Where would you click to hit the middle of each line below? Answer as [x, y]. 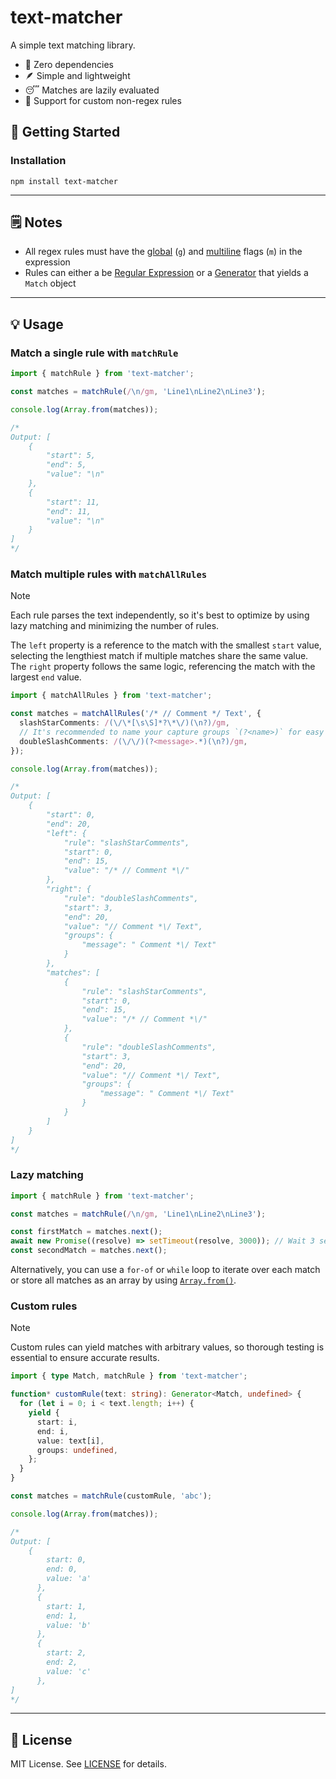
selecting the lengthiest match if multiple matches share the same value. [159, 656]
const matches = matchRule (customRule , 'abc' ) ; [111, 1496]
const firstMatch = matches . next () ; [86, 1232]
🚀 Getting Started [65, 132]
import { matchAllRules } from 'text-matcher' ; [111, 696]
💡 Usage [37, 324]
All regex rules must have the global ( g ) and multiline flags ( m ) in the [163, 252]
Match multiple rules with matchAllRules [109, 574]
